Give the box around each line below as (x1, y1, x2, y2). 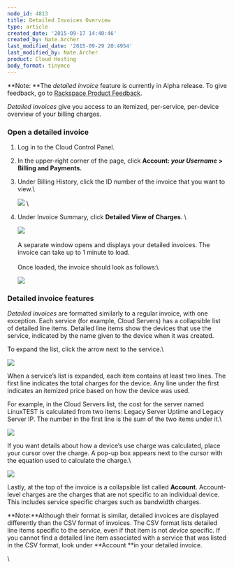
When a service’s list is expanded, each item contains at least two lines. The (7, 371, 226, 380)
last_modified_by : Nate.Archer (7, 50, 98, 57)
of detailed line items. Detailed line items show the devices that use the (7, 324, 212, 332)
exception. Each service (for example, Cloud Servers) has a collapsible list (7, 317, 221, 325)
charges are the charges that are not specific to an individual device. (22, 490, 220, 499)
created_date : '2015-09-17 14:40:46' (7, 29, 117, 37)
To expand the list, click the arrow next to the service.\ (7, 345, 164, 353)
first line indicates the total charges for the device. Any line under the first (7, 379, 219, 387)
